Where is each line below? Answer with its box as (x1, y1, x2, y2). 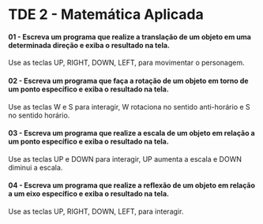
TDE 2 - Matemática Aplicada (8, 6, 204, 24)
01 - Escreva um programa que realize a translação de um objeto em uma (8, 32, 251, 41)
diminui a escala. (8, 162, 63, 172)
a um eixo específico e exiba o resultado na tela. (8, 189, 170, 199)
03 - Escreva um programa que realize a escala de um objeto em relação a (8, 129, 255, 138)
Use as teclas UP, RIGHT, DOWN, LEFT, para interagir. (8, 207, 184, 216)
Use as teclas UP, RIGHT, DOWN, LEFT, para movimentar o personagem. (8, 58, 245, 68)
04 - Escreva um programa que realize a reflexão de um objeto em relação (8, 181, 255, 190)
